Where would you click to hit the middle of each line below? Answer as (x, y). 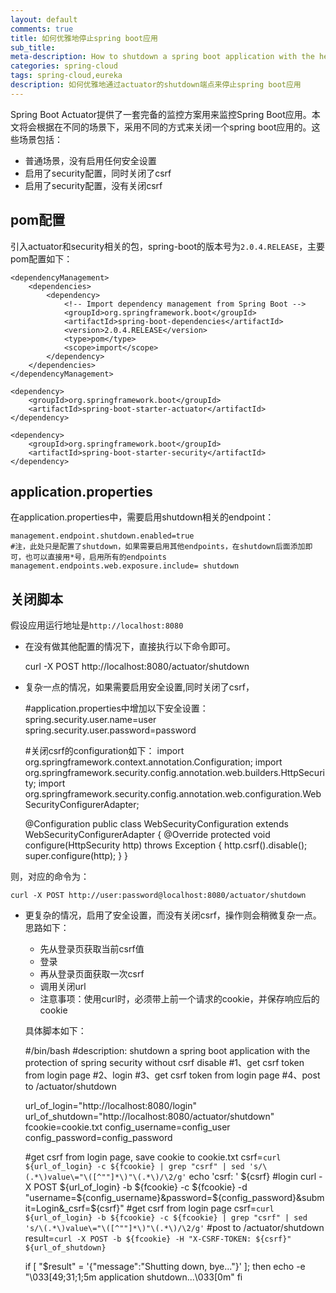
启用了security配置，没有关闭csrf (93, 185)
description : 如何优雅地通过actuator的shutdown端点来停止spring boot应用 (156, 85)
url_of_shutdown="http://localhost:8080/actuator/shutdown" (149, 1117)
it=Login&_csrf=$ (60, 1208)
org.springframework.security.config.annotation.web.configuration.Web (173, 794)
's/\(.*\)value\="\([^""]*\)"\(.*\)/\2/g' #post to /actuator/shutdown (174, 1228)
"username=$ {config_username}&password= (118, 1198)
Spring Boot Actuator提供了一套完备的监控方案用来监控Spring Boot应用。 (161, 114)
